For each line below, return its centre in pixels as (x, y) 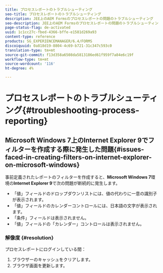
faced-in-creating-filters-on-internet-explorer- (79, 157)
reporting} (27, 121)
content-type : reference (30, 37)
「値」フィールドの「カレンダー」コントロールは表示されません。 (78, 224)
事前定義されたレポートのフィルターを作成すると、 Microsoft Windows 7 (78, 177)
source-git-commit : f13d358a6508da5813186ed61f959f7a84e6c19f (69, 55)
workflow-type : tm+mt (27, 59)
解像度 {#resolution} (29, 237)
